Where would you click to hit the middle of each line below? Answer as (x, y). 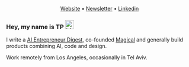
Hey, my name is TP (35, 27)
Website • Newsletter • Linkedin (100, 9)
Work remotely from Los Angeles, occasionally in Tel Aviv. (77, 58)
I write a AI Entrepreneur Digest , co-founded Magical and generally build (95, 40)
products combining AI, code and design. (57, 46)
